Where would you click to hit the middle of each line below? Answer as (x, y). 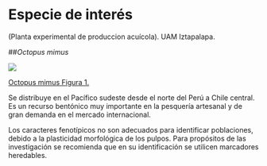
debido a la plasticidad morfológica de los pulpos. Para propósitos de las (127, 138)
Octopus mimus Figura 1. (49, 82)
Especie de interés (71, 15)
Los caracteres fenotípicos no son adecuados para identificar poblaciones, (131, 129)
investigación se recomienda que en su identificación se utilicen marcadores (134, 147)
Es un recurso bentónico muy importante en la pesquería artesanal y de (125, 106)
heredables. (28, 155)
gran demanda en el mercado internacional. (79, 114)
